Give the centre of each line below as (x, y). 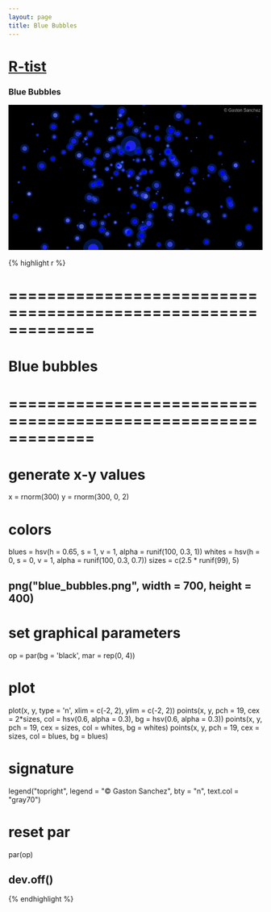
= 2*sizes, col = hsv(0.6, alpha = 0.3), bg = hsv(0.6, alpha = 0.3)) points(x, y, (135, 718)
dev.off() (31, 879)
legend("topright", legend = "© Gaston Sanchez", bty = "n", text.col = (124, 791)
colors (30, 529)
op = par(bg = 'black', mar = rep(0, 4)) (72, 655)
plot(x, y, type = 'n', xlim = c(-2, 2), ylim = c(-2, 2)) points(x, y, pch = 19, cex (134, 710)
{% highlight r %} (37, 263)
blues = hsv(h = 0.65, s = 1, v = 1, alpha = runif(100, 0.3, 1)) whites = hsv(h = (134, 552)
